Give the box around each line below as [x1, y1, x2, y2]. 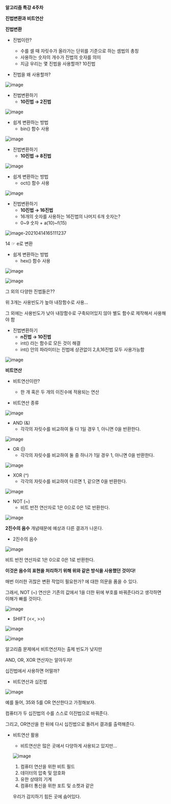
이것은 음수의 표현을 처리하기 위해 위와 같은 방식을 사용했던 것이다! [5, 568, 136, 573]
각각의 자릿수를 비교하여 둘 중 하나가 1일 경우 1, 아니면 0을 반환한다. [20, 452, 155, 458]
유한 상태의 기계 [20, 776, 52, 782]
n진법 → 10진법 [20, 334, 52, 339]
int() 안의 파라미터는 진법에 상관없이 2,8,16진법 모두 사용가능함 [20, 347, 144, 352]
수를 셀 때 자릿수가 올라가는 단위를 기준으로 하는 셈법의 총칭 [20, 48, 139, 54]
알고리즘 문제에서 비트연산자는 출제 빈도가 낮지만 [5, 646, 103, 652]
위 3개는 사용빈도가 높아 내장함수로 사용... [5, 299, 88, 305]
